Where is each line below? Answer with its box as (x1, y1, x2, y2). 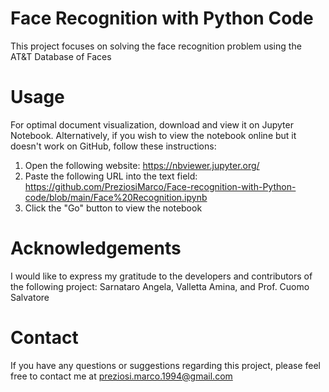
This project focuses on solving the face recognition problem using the (10, 40, 302, 52)
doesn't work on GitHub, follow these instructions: (10, 140, 217, 152)
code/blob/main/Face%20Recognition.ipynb (24, 191, 208, 203)
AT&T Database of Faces (10, 50, 112, 62)
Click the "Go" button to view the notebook (24, 202, 203, 214)
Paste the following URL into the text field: (24, 170, 198, 182)
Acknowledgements (10, 237, 182, 260)
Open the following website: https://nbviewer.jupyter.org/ (24, 159, 260, 171)
